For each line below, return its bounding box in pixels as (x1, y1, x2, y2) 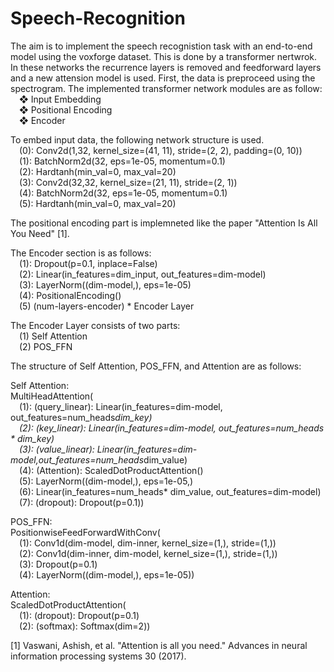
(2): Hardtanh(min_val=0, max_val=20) (19, 165, 177, 177)
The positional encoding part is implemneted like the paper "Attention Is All (10, 217, 318, 229)
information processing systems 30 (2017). (10, 650, 187, 662)
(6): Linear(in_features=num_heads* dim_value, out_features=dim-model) (19, 485, 322, 497)
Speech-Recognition (10, 7, 186, 30)
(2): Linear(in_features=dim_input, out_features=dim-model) (19, 268, 267, 280)
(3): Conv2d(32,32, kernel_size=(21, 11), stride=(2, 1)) (19, 176, 238, 188)
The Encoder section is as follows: (10, 247, 152, 259)
